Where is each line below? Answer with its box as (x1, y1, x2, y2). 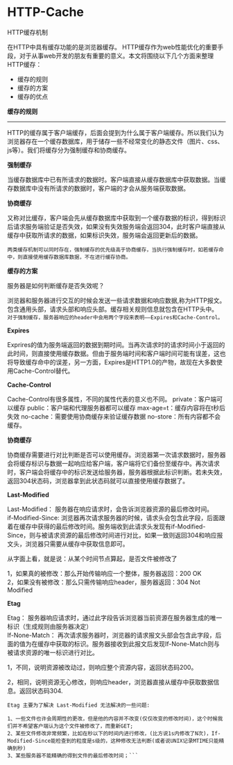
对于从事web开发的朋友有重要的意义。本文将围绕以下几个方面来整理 (19, 51, 214, 60)
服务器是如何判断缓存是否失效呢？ (7, 281, 105, 289)
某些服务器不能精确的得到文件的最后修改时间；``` (15, 752, 139, 759)
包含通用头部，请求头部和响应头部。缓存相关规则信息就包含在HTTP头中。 (7, 305, 218, 313)
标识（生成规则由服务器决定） (7, 622, 92, 630)
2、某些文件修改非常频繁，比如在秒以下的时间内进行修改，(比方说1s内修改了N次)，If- (7, 730, 221, 737)
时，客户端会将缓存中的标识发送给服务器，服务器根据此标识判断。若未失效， (7, 467, 226, 476)
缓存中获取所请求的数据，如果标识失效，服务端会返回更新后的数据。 (7, 231, 202, 239)
